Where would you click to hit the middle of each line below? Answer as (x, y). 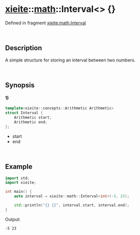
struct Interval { (24, 113)
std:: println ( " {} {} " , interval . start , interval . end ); (72, 205)
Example (19, 167)
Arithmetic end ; (31, 122)
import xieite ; (21, 183)
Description (23, 48)
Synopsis (20, 85)
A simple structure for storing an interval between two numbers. (70, 60)
